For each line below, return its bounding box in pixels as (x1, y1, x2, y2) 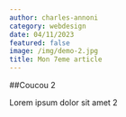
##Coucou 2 (9, 80, 56, 90)
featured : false (9, 38, 70, 48)
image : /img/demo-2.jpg (9, 47, 99, 56)
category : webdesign (9, 22, 87, 31)
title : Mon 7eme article (9, 55, 103, 64)
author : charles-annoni (9, 13, 99, 22)
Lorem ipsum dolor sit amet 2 (9, 97, 119, 108)
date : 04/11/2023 (9, 30, 75, 39)
